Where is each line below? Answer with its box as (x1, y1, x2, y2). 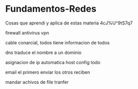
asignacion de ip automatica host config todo (5, 59, 101, 65)
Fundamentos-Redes (5, 3, 97, 15)
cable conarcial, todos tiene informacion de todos (5, 39, 110, 46)
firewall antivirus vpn (5, 29, 50, 36)
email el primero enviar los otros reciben (5, 69, 90, 75)
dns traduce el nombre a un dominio (5, 49, 82, 55)
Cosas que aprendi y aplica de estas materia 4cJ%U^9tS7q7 (5, 20, 133, 26)
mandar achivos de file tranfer (5, 79, 69, 85)
